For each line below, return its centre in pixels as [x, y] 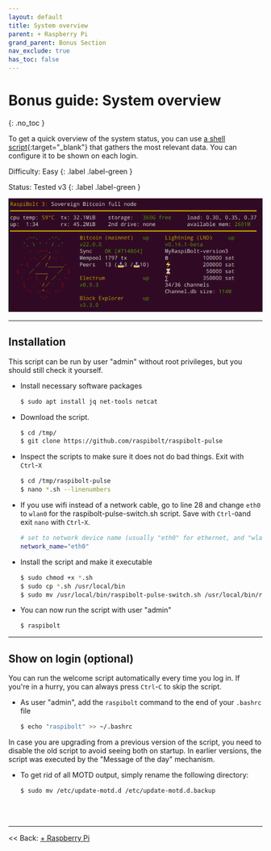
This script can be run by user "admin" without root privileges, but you [125, 361]
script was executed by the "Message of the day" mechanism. [112, 760]
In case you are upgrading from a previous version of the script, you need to [135, 742]
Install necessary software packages [81, 386]
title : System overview [48, 25]
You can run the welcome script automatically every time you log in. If [124, 678]
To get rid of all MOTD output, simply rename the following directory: [134, 775]
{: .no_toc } [27, 123]
